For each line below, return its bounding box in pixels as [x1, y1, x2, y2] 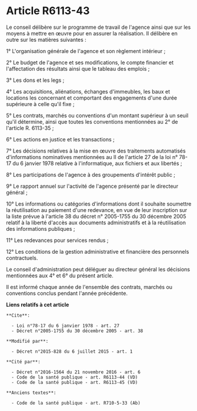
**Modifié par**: [6, 338, 49, 344]
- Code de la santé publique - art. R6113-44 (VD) [11, 374, 138, 380]
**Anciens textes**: [6, 390, 57, 396]
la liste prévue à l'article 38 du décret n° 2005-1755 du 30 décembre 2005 [6, 213, 186, 220]
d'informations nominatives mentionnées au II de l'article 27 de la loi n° [6, 153, 178, 160]
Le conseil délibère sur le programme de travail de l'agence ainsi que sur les [6, 24, 191, 31]
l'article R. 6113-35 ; [6, 124, 54, 131]
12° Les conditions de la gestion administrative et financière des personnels [6, 248, 189, 255]
